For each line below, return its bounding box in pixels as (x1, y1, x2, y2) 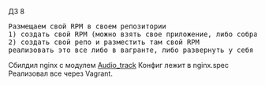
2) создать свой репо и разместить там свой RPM (8, 38, 200, 47)
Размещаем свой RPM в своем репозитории (8, 22, 167, 31)
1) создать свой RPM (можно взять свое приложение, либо (8, 30, 233, 39)
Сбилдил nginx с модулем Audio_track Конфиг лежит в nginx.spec (8, 61, 230, 69)
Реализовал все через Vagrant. (8, 69, 113, 78)
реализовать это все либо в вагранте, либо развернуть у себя (8, 46, 254, 54)
